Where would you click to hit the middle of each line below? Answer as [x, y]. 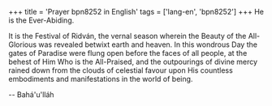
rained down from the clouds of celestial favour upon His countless [121, 70]
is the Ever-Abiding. [41, 20]
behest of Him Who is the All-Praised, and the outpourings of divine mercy [133, 61]
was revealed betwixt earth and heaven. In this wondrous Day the [148, 45]
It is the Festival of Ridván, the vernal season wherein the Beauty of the [127, 36]
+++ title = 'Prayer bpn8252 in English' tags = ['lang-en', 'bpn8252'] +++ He [136, 12]
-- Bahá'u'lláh [31, 95]
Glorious [23, 45]
